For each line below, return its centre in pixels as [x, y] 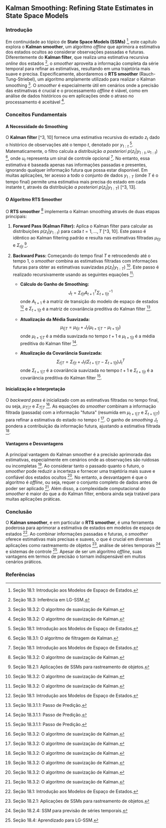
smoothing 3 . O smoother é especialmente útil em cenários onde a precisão [82, 85]
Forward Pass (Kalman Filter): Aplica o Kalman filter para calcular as [83, 226]
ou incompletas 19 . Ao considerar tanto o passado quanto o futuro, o [75, 465]
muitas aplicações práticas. [33, 499]
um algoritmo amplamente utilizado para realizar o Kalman [96, 79]
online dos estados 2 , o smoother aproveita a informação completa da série [82, 63]
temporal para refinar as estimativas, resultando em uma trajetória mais [78, 69]
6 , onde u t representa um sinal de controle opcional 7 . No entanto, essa [78, 158]
